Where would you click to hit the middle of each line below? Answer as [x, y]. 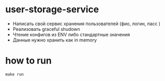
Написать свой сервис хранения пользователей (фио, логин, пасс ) [87, 24]
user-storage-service [52, 9]
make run [15, 74]
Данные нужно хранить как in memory [55, 40]
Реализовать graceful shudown [46, 29]
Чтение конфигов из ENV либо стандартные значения [71, 34]
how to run [29, 61]
